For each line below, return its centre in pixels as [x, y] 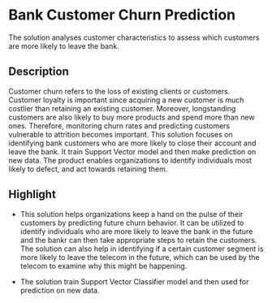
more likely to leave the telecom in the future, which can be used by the [140, 257]
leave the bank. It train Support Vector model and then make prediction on [132, 151]
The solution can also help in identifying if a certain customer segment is [142, 249]
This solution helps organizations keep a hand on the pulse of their [132, 214]
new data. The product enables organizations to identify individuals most [130, 160]
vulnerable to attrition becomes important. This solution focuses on [121, 134]
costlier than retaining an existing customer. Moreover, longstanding [122, 108]
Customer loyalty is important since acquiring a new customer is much [126, 100]
